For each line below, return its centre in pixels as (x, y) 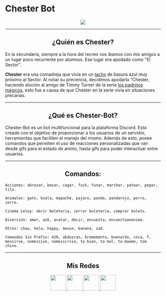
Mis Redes (83, 266)
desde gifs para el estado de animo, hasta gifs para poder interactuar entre (82, 148)
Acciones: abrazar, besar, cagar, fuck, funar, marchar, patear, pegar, (82, 185)
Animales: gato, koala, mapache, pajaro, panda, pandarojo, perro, (76, 198)
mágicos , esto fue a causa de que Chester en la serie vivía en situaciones (80, 90)
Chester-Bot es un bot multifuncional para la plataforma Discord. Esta (76, 127)
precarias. (15, 95)
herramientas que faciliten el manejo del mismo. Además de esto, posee (79, 138)
